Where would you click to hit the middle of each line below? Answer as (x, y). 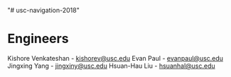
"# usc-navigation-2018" (43, 10)
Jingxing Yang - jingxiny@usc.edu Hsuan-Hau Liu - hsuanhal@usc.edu (111, 66)
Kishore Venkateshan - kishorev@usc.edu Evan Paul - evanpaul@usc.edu (116, 58)
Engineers (38, 39)
